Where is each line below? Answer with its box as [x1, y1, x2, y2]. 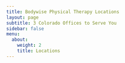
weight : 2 [17, 43, 42, 49]
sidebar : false [6, 25, 44, 32]
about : [11, 37, 28, 43]
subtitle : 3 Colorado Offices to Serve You [6, 20, 117, 26]
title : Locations [17, 48, 61, 54]
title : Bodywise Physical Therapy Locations [6, 8, 120, 15]
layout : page [6, 14, 39, 20]
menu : [6, 31, 20, 37]
